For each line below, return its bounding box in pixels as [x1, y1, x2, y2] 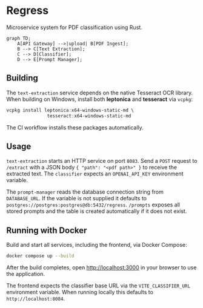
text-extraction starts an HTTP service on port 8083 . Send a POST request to [6, 157, 198, 165]
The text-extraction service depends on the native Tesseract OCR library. [6, 89, 193, 96]
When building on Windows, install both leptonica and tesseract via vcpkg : [6, 95, 193, 103]
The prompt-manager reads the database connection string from [6, 188, 164, 195]
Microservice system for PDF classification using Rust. [6, 24, 142, 31]
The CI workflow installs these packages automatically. [6, 123, 144, 131]
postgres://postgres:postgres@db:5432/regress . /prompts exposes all [6, 201, 181, 209]
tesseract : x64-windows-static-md [47, 113, 131, 119]
